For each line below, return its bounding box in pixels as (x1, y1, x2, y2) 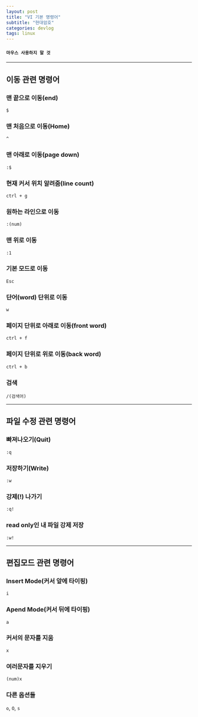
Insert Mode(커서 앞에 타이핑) (6, 577, 88, 585)
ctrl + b (6, 364, 28, 370)
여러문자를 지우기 (6, 662, 52, 670)
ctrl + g (6, 193, 28, 199)
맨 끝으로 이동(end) (6, 94, 58, 102)
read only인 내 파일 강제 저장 (6, 521, 84, 529)
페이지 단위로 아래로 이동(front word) (6, 322, 107, 330)
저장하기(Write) (6, 464, 49, 472)
